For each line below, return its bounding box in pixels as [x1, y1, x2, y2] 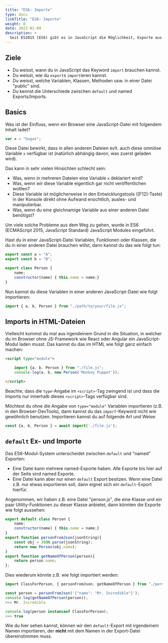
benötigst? [12, 212, 34, 218]
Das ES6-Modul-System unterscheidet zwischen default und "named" [5, 450, 151, 456]
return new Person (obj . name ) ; [14, 544, 77, 550]
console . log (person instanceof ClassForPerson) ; [5, 609, 108, 614]
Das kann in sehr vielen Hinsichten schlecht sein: [5, 165, 106, 171]
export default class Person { [5, 517, 70, 522]
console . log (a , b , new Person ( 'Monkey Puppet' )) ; [14, 370, 120, 375]
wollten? [12, 186, 30, 192]
